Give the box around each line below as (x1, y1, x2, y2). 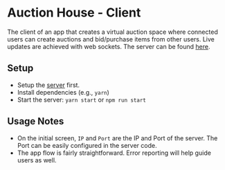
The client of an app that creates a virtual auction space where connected (7, 28, 218, 36)
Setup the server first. (17, 81, 80, 89)
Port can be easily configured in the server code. (17, 141, 157, 149)
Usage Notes (7, 115, 64, 127)
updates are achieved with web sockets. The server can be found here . (7, 42, 210, 50)
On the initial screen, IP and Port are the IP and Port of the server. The (17, 133, 218, 142)
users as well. (17, 155, 57, 164)
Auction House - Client (7, 5, 141, 21)
